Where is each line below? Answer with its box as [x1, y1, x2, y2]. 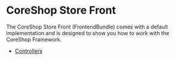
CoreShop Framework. [6, 36, 62, 43]
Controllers [14, 47, 43, 54]
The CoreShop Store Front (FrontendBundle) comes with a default [6, 23, 168, 30]
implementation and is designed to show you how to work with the [6, 29, 170, 36]
